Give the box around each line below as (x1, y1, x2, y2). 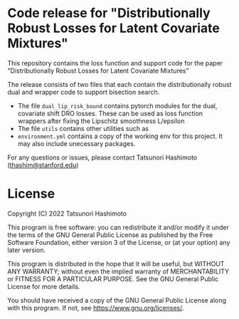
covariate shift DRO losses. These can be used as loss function (17, 109, 203, 117)
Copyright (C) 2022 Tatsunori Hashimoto (7, 209, 127, 218)
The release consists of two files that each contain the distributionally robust (7, 80, 232, 88)
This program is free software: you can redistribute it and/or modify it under (7, 223, 229, 231)
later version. (7, 246, 46, 254)
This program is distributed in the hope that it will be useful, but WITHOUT (7, 259, 225, 268)
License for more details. (7, 282, 80, 291)
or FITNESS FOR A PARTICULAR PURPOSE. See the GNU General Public (7, 274, 219, 283)
